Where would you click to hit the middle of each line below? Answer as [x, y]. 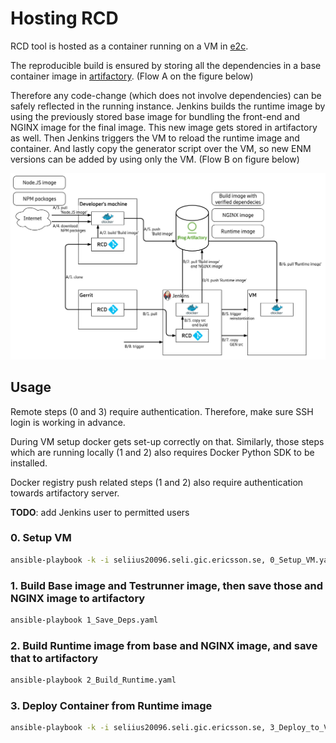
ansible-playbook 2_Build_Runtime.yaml [93, 680]
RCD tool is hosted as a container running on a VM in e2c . [129, 46]
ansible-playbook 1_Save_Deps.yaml [84, 620]
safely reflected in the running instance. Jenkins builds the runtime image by [168, 106]
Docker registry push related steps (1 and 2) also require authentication [157, 482]
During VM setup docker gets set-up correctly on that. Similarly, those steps [167, 441]
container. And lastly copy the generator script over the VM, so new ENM [161, 148]
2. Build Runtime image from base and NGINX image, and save [164, 645]
